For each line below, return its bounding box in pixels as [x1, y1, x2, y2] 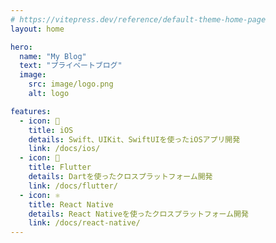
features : [10, 106, 52, 116]
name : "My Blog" [19, 51, 87, 61]
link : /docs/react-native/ [28, 218, 141, 228]
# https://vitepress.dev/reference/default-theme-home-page [10, 14, 267, 25]
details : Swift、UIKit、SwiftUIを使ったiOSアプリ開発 [28, 134, 241, 145]
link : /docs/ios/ [28, 144, 101, 154]
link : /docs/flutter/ [28, 181, 118, 191]
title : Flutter [28, 162, 92, 173]
